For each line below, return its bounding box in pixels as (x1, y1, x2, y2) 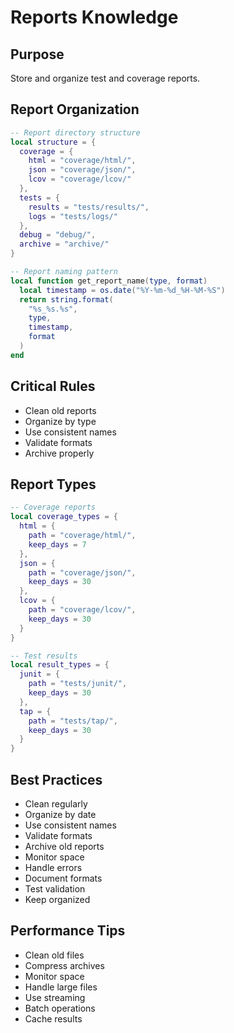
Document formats (24, 872, 103, 884)
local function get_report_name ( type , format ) (10, 276, 208, 286)
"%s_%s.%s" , (28, 304, 78, 314)
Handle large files (24, 981, 98, 993)
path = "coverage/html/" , (28, 531, 137, 541)
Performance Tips (10, 922, 126, 940)
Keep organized (24, 894, 91, 905)
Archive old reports (24, 841, 105, 852)
